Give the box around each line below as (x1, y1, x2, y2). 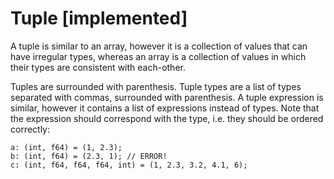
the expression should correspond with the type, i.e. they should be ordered (10, 112, 324, 124)
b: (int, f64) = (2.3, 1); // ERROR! (10, 151, 168, 161)
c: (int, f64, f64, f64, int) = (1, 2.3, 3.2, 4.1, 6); (10, 160, 248, 170)
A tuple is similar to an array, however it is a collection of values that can (10, 40, 308, 52)
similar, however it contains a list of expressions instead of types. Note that (10, 102, 320, 114)
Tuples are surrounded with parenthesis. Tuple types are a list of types (10, 80, 302, 92)
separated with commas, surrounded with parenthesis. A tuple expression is (10, 91, 324, 103)
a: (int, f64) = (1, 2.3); (10, 142, 123, 152)
